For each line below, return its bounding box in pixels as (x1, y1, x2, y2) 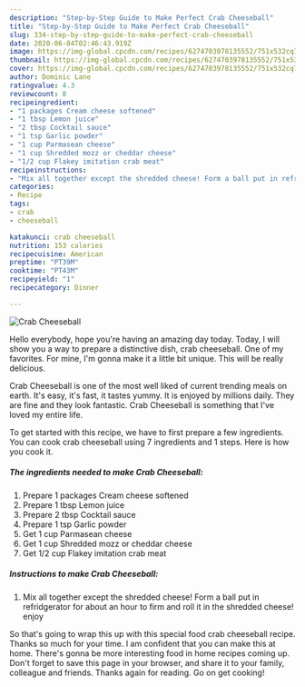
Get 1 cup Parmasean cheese (22, 528, 133, 539)
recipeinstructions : (9, 165, 88, 174)
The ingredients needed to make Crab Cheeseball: (9, 467, 204, 478)
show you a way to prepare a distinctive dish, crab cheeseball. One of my (9, 343, 284, 354)
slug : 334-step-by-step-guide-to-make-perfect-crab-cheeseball (9, 30, 254, 39)
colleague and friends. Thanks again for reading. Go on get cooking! (9, 667, 265, 678)
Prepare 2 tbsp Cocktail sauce (22, 509, 136, 520)
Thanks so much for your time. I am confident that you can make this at (9, 638, 276, 649)
